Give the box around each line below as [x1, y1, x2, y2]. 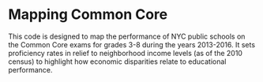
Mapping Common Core [8, 6, 168, 24]
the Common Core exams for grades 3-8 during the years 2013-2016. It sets [8, 39, 255, 49]
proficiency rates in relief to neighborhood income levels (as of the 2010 [8, 48, 243, 58]
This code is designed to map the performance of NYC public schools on [8, 32, 246, 41]
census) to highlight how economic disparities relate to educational [8, 57, 227, 66]
